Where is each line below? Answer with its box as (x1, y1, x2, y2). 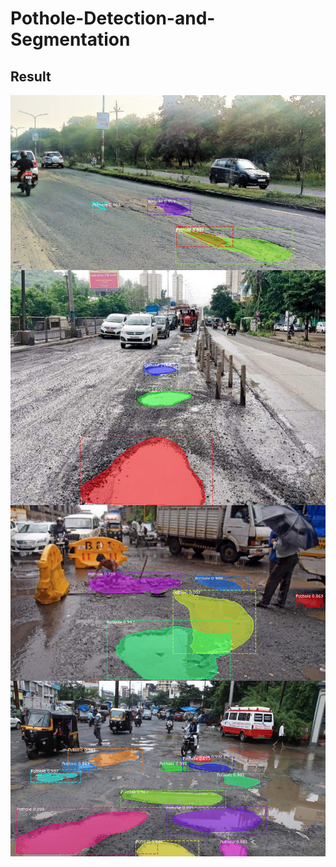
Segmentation (10, 28, 131, 51)
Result (10, 68, 52, 85)
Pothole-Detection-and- (10, 7, 216, 30)
